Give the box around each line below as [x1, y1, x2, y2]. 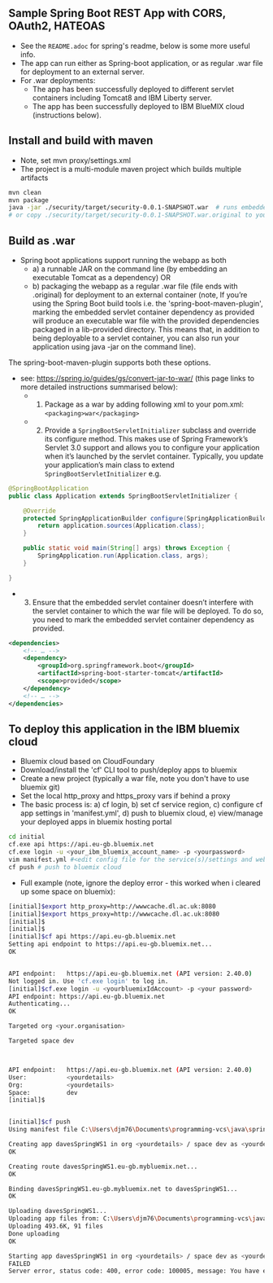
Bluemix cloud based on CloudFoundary [19, 757, 155, 767]
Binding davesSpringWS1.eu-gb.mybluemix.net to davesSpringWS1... [8, 1184, 238, 1193]
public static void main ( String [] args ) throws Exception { [23, 544, 231, 552]
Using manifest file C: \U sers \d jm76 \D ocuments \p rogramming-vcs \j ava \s [8, 1126, 253, 1134]
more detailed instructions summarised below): [19, 382, 179, 392]
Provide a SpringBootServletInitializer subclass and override [44, 425, 257, 435]
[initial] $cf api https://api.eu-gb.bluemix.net [8, 933, 176, 941]
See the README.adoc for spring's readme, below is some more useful [19, 41, 250, 51]
